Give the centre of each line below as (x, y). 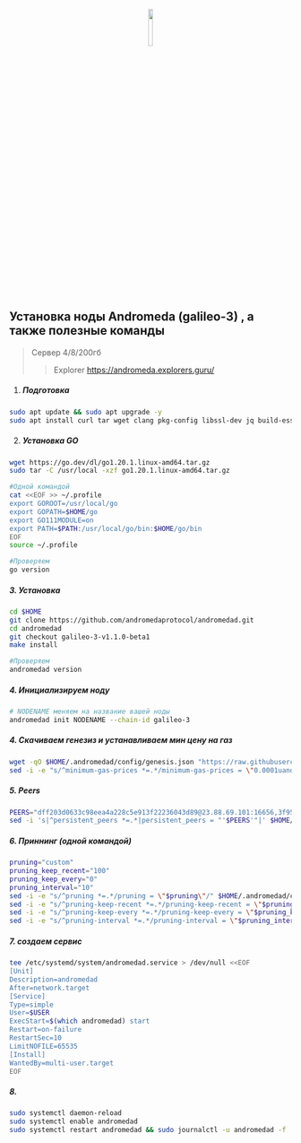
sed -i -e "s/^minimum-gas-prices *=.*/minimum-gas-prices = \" (132, 770)
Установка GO (50, 441)
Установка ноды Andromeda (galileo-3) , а (132, 317)
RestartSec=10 (36, 1038)
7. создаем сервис (46, 941)
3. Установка (35, 590)
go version (30, 570)
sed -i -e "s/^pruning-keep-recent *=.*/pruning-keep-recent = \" (136, 904)
